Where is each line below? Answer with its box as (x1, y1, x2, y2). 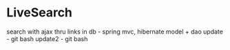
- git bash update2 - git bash (6, 34, 88, 42)
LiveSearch (6, 5, 73, 21)
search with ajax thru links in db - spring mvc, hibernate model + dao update (6, 27, 223, 36)
